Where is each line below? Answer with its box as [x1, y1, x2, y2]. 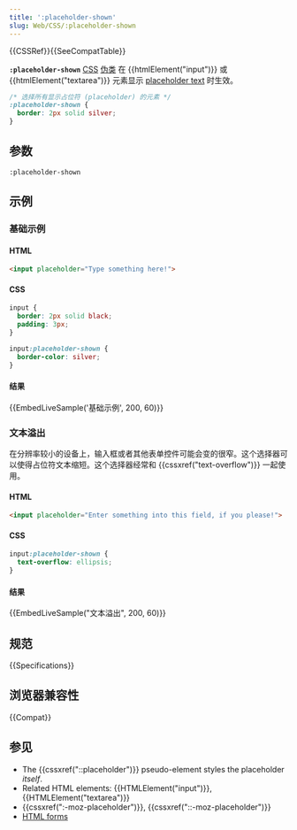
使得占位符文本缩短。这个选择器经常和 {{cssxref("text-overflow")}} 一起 [16, 459, 278, 470]
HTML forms [21, 811, 69, 821]
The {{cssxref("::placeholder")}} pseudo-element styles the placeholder [21, 764, 285, 774]
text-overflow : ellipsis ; [17, 558, 113, 567]
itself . [21, 773, 42, 784]
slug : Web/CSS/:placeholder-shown [9, 21, 137, 30]
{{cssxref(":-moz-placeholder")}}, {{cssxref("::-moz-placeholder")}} [21, 802, 271, 812]
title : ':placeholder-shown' [9, 12, 117, 22]
